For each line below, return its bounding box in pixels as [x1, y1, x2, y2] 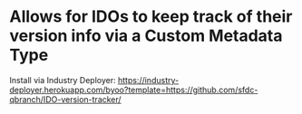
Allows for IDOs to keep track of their [9, 6, 293, 27]
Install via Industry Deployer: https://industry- [9, 74, 180, 85]
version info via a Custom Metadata [9, 25, 283, 46]
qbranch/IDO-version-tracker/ [9, 93, 122, 105]
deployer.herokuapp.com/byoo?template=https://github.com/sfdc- [9, 84, 258, 95]
